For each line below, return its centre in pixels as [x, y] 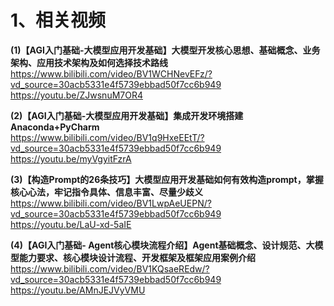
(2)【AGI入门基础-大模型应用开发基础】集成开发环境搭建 [127, 115]
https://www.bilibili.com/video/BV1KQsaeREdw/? [110, 268]
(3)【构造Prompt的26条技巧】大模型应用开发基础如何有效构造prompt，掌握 [167, 179]
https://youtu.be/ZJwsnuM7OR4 [76, 95]
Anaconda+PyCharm [55, 127]
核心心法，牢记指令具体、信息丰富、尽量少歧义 [106, 192]
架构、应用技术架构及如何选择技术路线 [89, 62]
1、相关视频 [58, 20]
